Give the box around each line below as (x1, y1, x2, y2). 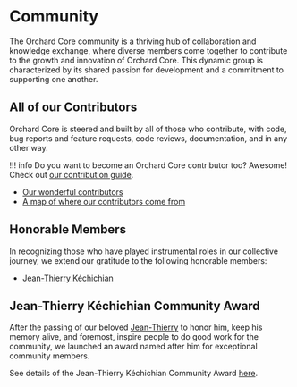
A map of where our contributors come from (21, 196, 186, 206)
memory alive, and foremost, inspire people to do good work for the (9, 332, 259, 342)
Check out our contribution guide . (9, 169, 134, 180)
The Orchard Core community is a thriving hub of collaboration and (9, 36, 257, 46)
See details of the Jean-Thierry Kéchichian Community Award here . (9, 368, 258, 379)
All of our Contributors (9, 100, 138, 115)
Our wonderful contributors (21, 186, 123, 198)
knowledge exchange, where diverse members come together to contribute (9, 45, 288, 55)
